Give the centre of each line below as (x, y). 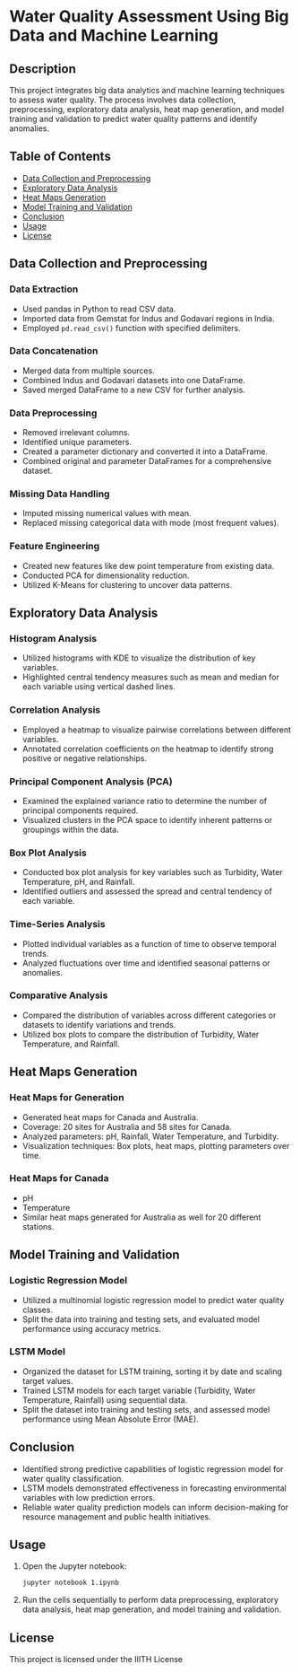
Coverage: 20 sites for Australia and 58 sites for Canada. (127, 1126)
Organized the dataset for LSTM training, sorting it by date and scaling (152, 1371)
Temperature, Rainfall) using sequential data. (105, 1400)
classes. (38, 1309)
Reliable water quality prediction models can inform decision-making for (155, 1507)
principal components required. (80, 810)
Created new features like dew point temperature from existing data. (148, 565)
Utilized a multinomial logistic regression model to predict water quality (153, 1300)
